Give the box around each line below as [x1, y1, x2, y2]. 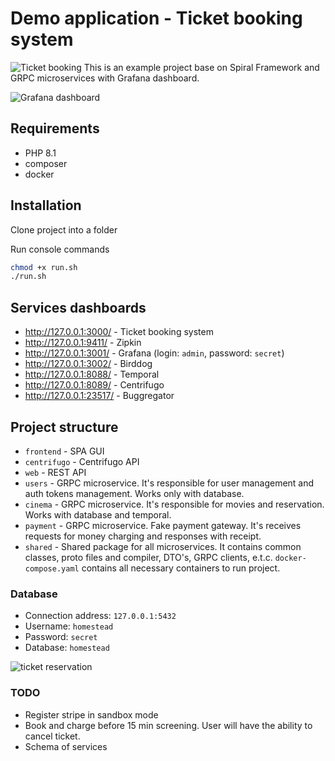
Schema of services [24, 740, 108, 752]
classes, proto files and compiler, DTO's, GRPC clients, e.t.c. [24, 551, 273, 563]
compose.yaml [24, 563, 80, 574]
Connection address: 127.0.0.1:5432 [24, 610, 177, 622]
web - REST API [24, 466, 87, 478]
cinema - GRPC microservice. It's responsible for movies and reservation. [24, 498, 325, 510]
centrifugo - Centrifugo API [24, 455, 140, 467]
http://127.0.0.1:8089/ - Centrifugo [24, 379, 165, 391]
